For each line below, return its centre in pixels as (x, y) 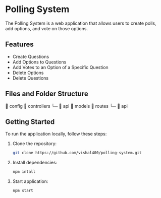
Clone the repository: (35, 144)
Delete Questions (31, 78)
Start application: (30, 181)
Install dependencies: (35, 163)
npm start (23, 191)
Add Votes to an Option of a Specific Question (60, 67)
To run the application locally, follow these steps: (56, 134)
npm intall (24, 172)
